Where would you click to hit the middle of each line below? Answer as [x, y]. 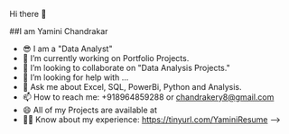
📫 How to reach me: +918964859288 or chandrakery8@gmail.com [148, 97]
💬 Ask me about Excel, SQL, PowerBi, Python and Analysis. [132, 87]
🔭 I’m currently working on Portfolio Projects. [106, 58]
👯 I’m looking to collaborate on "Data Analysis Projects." [126, 68]
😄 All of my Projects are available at [90, 110]
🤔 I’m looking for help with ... [75, 77]
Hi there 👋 [28, 14]
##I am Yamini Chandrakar [59, 31]
